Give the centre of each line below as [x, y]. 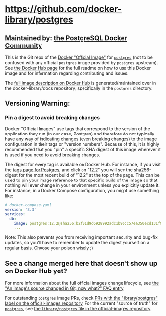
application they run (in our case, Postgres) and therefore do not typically [80, 134]
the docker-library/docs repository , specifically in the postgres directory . [79, 88]
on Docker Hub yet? [36, 271]
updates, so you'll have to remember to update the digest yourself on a [77, 242]
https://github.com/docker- [63, 9]
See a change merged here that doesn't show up [81, 263]
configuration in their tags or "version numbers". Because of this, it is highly [82, 144]
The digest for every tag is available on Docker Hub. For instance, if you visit [83, 164]
